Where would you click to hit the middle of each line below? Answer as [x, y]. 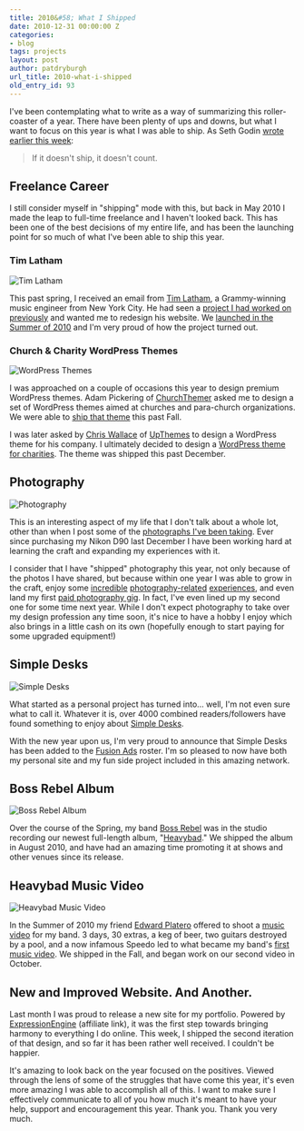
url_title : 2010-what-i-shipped [70, 77]
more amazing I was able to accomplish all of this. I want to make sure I [142, 1090]
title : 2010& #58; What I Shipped [73, 18]
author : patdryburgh [49, 69]
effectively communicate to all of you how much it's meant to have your [143, 1099]
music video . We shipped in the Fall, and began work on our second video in [152, 954]
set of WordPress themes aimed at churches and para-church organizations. [153, 407]
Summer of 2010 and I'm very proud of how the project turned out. [134, 327]
